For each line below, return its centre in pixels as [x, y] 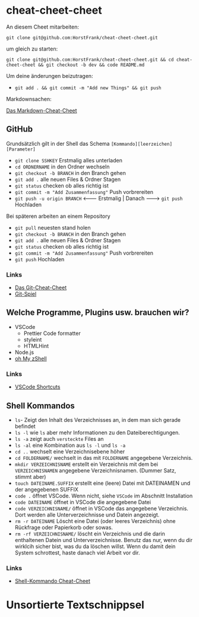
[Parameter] [21, 149]
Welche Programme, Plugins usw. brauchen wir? [98, 313]
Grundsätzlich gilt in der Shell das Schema [58, 143]
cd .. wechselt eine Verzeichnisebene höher [70, 451]
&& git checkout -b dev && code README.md [91, 65]
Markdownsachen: [29, 99]
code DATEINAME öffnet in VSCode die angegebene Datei [83, 502]
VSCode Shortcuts [37, 387]
